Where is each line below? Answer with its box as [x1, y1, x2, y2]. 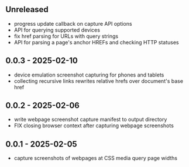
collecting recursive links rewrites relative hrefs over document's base [13, 77, 184, 84]
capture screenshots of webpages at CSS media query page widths [13, 155, 178, 162]
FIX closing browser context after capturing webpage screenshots [13, 122, 174, 129]
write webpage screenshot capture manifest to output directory [13, 116, 167, 123]
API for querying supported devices [13, 26, 101, 33]
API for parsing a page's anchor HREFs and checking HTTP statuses [13, 39, 179, 46]
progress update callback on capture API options [13, 20, 132, 27]
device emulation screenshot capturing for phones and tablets [13, 71, 164, 78]
